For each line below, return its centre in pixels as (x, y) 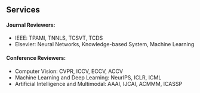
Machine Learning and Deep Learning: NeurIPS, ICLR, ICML (88, 77)
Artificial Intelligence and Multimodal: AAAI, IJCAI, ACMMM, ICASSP (99, 84)
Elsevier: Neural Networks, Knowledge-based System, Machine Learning (104, 44)
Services (23, 10)
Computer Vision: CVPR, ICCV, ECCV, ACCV (69, 71)
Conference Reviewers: (36, 57)
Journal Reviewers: (31, 25)
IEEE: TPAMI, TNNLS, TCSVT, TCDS (59, 38)
